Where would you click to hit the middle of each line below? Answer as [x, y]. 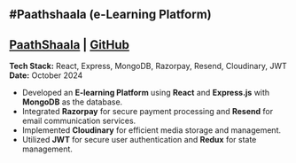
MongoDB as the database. [72, 102]
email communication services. [79, 121]
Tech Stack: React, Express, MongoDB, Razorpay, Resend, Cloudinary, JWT [148, 66]
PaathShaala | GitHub [70, 45]
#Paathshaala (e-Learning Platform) [111, 15]
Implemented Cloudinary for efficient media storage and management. [152, 130]
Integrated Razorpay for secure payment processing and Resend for [147, 112]
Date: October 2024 [46, 75]
